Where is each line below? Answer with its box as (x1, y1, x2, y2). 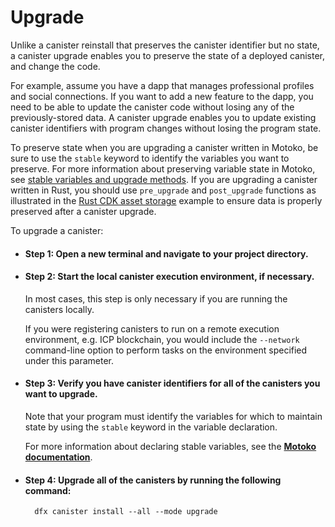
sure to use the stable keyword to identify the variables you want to (10, 152, 290, 164)
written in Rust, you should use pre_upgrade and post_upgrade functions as (10, 184, 317, 196)
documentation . (24, 451, 93, 463)
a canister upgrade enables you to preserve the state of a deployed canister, (10, 49, 326, 61)
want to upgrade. (24, 388, 98, 400)
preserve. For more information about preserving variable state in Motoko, (10, 162, 316, 175)
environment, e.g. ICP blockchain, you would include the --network (24, 333, 300, 345)
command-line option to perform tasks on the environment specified (24, 344, 308, 356)
